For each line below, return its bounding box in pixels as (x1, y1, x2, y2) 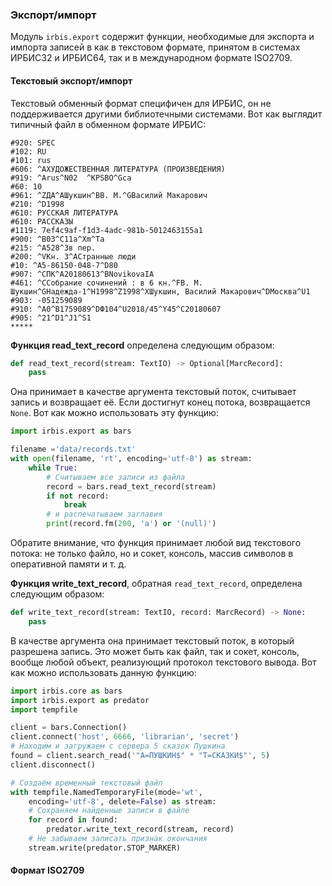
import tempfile (10, 704, 78, 715)
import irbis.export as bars (10, 426, 132, 437)
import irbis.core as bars (10, 686, 123, 696)
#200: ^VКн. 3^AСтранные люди (10, 251, 137, 262)
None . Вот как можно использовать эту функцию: (10, 407, 219, 419)
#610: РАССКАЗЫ (10, 216, 74, 227)
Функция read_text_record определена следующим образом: (10, 339, 275, 351)
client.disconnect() (10, 759, 97, 770)
